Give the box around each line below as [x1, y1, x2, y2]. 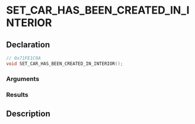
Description [6, 109, 50, 119]
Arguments [6, 74, 40, 83]
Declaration [6, 40, 50, 50]
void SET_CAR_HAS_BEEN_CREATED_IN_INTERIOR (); [6, 60, 123, 67]
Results [6, 90, 28, 99]
